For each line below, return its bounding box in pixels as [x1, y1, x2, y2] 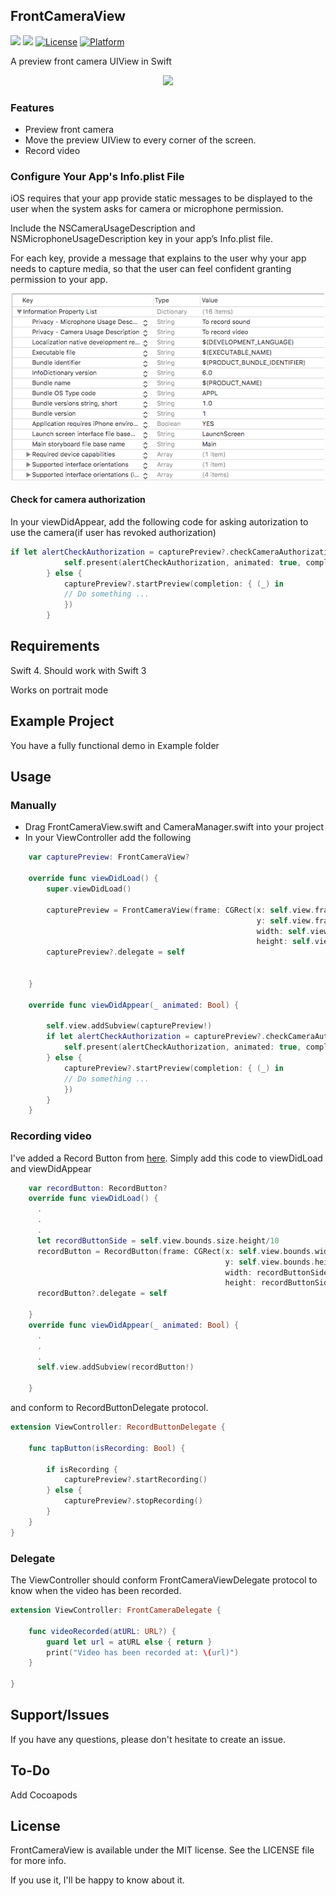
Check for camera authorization [10, 494, 146, 506]
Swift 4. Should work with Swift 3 [10, 664, 147, 676]
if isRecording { [46, 1464, 118, 1474]
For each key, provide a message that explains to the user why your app [10, 252, 307, 264]
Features [10, 100, 55, 114]
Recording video [10, 1129, 92, 1143]
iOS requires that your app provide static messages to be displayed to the [10, 192, 313, 204]
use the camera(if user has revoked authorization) [10, 526, 217, 538]
